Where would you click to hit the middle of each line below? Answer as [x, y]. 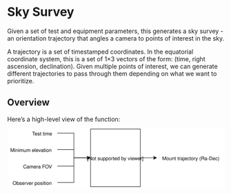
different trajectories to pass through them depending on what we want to [112, 74]
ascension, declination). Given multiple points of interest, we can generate [113, 66]
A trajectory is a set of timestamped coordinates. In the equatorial [100, 52]
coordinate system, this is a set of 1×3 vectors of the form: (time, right [106, 58]
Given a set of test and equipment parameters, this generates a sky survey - [115, 31]
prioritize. [21, 80]
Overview [29, 103]
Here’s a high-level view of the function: [64, 119]
